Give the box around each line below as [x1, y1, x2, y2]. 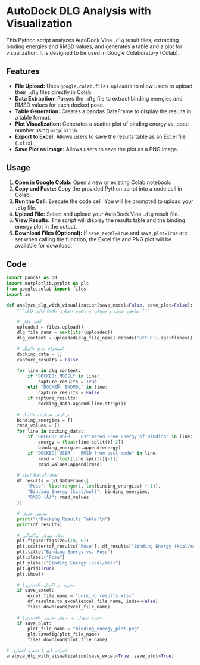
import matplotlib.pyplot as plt [6, 280, 89, 286]
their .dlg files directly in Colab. [14, 88, 93, 96]
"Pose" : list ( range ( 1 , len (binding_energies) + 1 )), [27, 483, 161, 489]
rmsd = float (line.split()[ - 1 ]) [37, 455, 118, 462]
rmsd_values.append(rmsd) [37, 461, 102, 467]
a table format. [14, 114, 51, 121]
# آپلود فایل [17, 319, 42, 324]
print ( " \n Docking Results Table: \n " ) [17, 516, 111, 522]
